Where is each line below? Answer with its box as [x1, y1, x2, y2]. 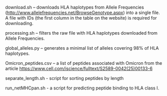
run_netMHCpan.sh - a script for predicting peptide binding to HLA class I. [5, 85, 159, 91]
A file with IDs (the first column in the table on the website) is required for [5, 15, 157, 21]
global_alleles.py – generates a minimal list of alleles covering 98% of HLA [5, 45, 159, 51]
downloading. [5, 20, 34, 26]
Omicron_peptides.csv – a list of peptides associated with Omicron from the [5, 60, 162, 66]
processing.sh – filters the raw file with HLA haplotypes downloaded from [5, 30, 157, 36]
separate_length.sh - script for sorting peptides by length [5, 75, 124, 81]
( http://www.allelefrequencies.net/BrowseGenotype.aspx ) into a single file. [5, 10, 160, 16]
